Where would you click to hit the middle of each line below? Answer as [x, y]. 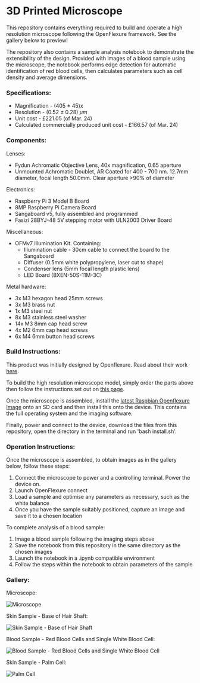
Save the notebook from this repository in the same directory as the [98, 545]
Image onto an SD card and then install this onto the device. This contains [96, 407]
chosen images [33, 552]
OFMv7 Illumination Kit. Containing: [58, 243]
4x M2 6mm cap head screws [51, 330]
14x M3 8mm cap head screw [51, 324]
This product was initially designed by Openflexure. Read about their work [97, 365]
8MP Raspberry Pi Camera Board [55, 207]
